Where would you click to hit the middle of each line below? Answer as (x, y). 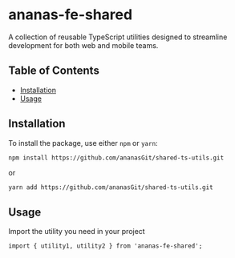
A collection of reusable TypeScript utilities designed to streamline (118, 37)
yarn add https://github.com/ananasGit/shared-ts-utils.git (111, 187)
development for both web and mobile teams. (83, 45)
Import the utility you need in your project (77, 232)
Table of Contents (54, 71)
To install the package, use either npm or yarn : (83, 143)
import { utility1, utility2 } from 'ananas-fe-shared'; (105, 246)
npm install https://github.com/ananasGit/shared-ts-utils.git (116, 158)
